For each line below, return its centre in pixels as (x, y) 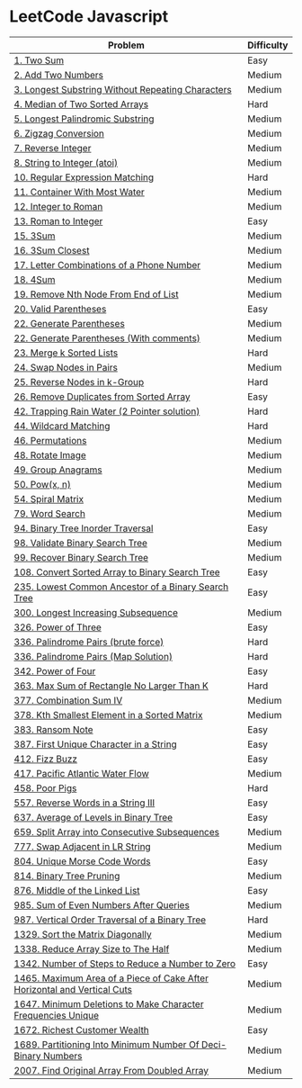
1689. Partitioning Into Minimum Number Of (107, 1044)
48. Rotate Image (50, 454)
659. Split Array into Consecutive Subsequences (117, 832)
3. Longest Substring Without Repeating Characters (123, 89)
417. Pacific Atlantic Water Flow (82, 773)
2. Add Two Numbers (59, 75)
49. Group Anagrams (58, 470)
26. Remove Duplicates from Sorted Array (102, 396)
